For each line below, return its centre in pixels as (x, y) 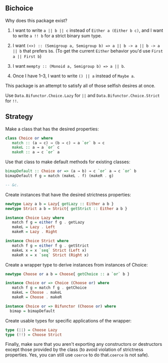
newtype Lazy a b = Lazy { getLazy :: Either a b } (60, 204)
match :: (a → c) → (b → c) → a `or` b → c (58, 143)
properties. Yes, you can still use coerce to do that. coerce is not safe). (77, 355)
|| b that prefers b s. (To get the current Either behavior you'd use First (88, 51)
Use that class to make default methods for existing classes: (68, 162)
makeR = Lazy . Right (35, 232)
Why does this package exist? (36, 20)
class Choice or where (29, 138)
